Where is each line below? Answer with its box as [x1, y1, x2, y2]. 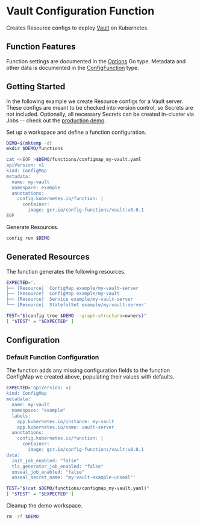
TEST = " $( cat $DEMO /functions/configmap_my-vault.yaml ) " [6, 485, 149, 492]
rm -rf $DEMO [6, 514, 39, 520]
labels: [11, 413, 31, 419]
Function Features [6, 42, 77, 52]
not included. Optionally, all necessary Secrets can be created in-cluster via [6, 110, 195, 118]
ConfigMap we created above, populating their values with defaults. [6, 373, 175, 380]
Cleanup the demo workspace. [6, 502, 83, 509]
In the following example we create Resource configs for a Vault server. [6, 98, 184, 105]
